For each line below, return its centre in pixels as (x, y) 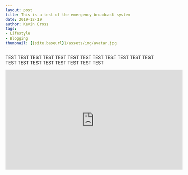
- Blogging (17, 39)
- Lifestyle (18, 33)
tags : (11, 29)
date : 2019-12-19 (24, 19)
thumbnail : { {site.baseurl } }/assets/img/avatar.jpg (61, 43)
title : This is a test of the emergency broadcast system (68, 15)
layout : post (19, 10)
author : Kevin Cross (27, 24)
